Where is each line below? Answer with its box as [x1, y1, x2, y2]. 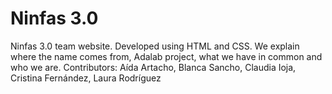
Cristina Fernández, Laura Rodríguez [10, 72, 162, 84]
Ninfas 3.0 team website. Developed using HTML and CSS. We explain [10, 40, 300, 52]
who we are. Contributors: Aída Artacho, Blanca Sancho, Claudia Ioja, [10, 61, 297, 73]
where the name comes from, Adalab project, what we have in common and [10, 50, 323, 62]
